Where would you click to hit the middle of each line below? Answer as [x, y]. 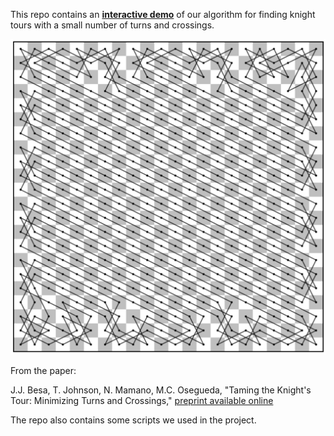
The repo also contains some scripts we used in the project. [133, 420]
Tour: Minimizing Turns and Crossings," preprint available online [142, 400]
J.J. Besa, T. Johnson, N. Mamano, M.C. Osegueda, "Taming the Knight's [161, 390]
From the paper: [43, 370]
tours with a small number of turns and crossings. [112, 25]
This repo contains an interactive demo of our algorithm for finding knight [163, 14]
